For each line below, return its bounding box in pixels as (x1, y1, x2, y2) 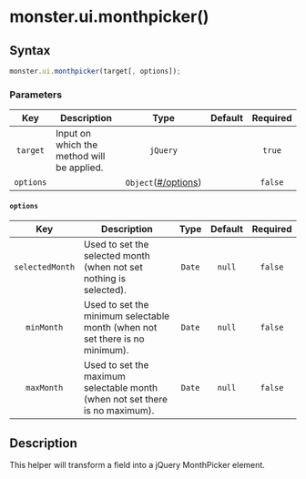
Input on (56, 127, 91, 140)
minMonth (25, 322, 64, 333)
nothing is (83, 272, 126, 285)
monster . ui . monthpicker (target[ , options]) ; (9, 66, 181, 76)
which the (56, 138, 98, 151)
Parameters (9, 88, 62, 101)
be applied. (56, 161, 104, 174)
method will (56, 150, 106, 163)
